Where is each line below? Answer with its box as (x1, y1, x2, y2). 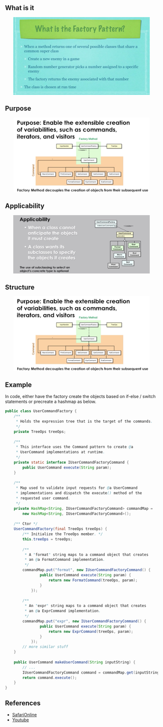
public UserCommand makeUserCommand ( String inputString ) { (14, 659, 136, 665)
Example (5, 381, 32, 389)
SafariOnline (12, 712, 37, 718)
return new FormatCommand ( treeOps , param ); (48, 578, 138, 583)
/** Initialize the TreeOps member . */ (22, 532, 103, 537)
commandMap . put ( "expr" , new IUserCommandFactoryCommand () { (22, 619, 147, 623)
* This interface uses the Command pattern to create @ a (16, 445, 133, 450)
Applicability (5, 202, 45, 210)
